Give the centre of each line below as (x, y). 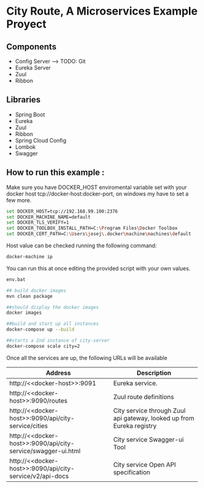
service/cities (29, 426)
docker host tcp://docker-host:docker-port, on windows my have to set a (97, 194)
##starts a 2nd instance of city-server (58, 341)
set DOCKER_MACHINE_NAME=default (49, 217)
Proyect (26, 24)
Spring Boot (30, 115)
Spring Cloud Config (41, 140)
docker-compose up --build (40, 330)
